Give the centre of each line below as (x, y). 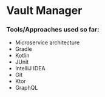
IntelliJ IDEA (30, 69)
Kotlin (22, 56)
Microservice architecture (47, 42)
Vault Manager (44, 11)
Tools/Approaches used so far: (53, 30)
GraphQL (26, 88)
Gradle (23, 49)
